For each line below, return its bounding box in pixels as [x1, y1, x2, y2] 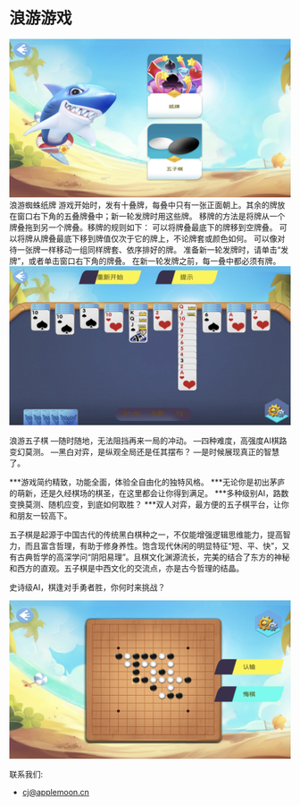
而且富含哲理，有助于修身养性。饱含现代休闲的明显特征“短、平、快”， [24, 540, 283, 551]
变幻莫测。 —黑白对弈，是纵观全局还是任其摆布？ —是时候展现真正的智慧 [9, 446, 279, 457]
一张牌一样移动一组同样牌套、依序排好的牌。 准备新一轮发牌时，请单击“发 [16, 244, 289, 255]
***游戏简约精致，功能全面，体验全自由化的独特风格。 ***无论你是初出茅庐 [9, 476, 286, 487]
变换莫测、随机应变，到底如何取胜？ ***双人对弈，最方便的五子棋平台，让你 [9, 499, 289, 510]
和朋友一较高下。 [9, 510, 72, 520]
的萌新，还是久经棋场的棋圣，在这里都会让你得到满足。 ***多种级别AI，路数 [9, 487, 289, 498]
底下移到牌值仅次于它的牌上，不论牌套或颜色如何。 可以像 [63, 234, 278, 244]
